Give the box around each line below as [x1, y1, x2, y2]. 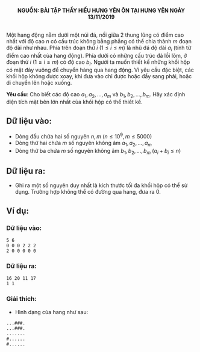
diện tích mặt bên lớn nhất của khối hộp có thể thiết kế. [6, 98, 143, 106]
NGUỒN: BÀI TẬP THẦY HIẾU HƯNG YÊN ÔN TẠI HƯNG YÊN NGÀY [17, 7, 186, 14]
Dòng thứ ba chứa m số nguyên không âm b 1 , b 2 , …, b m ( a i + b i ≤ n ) [14, 147, 181, 156]
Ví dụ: [6, 206, 29, 216]
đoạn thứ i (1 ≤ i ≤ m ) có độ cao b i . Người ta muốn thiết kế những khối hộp [6, 58, 190, 67]
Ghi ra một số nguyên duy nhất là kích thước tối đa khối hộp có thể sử [14, 182, 188, 189]
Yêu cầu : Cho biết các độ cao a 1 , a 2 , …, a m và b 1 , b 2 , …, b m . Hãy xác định [6, 90, 186, 99]
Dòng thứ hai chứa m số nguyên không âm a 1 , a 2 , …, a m [14, 139, 152, 148]
